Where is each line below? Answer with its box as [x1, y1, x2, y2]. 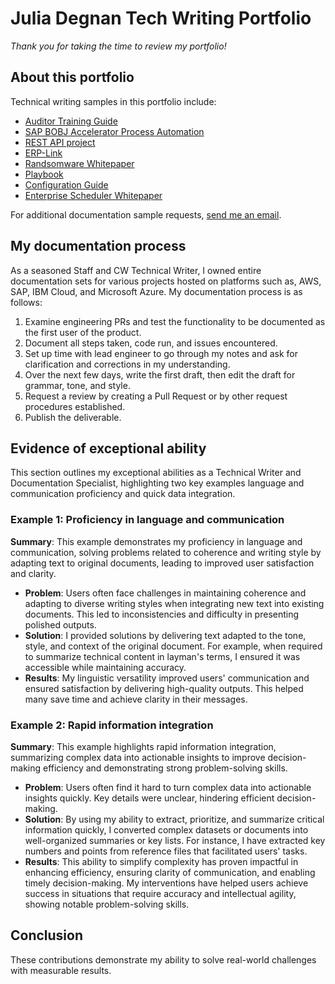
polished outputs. [24, 618, 97, 631]
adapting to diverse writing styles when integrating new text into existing [24, 597, 325, 609]
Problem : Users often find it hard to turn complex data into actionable [24, 781, 312, 793]
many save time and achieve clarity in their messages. [24, 693, 248, 705]
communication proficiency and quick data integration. [10, 488, 236, 500]
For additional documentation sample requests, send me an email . [10, 208, 282, 221]
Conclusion [10, 927, 84, 944]
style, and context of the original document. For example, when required [24, 640, 323, 652]
